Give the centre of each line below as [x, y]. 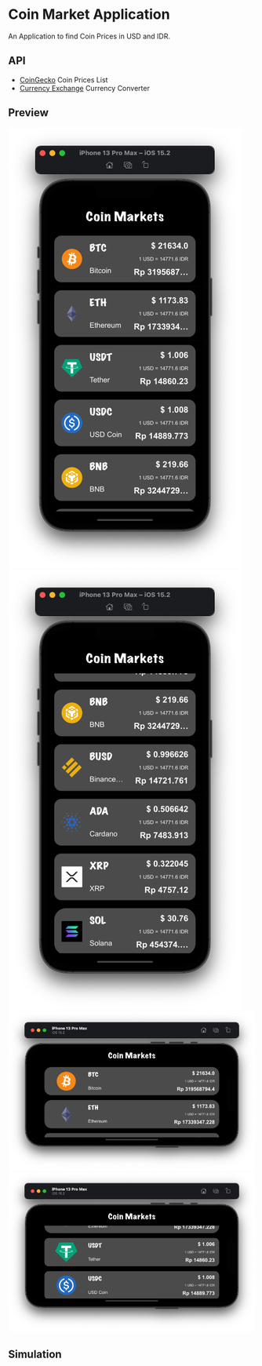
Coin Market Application [89, 15]
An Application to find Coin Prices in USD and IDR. [89, 36]
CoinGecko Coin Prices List [64, 79]
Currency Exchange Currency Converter [85, 88]
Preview [29, 113]
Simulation [35, 1354]
